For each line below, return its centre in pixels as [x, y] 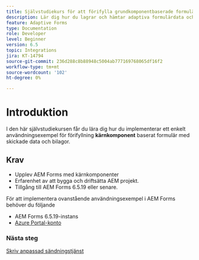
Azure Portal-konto [38, 223]
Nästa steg [22, 238]
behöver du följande [31, 205]
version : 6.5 [22, 45]
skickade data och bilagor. [38, 142]
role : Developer [26, 34]
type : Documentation [32, 28]
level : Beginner [26, 39]
